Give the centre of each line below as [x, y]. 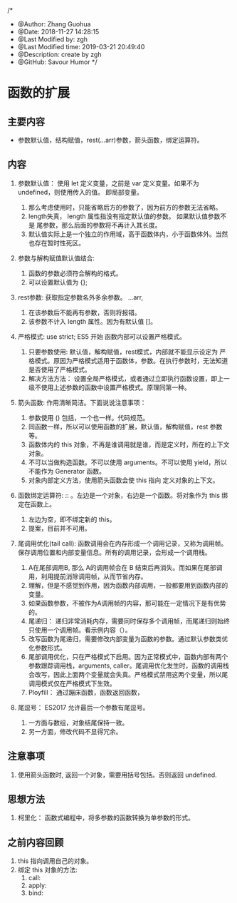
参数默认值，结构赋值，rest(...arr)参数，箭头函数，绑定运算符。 [110, 140]
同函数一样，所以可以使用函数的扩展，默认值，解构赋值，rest [118, 427]
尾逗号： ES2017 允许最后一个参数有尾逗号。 [83, 707]
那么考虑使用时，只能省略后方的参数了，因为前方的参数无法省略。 [125, 207]
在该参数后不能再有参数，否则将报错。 [84, 312]
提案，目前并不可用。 [59, 528]
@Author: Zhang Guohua [54, 24]
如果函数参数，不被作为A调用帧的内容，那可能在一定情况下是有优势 [127, 603]
